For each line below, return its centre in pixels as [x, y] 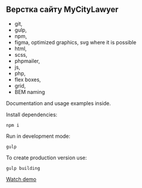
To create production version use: [47, 158]
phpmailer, [27, 61]
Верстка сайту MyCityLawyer [62, 10]
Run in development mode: [38, 136]
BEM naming [30, 92]
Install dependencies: [32, 114]
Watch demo [21, 179]
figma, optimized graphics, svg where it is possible [75, 42]
